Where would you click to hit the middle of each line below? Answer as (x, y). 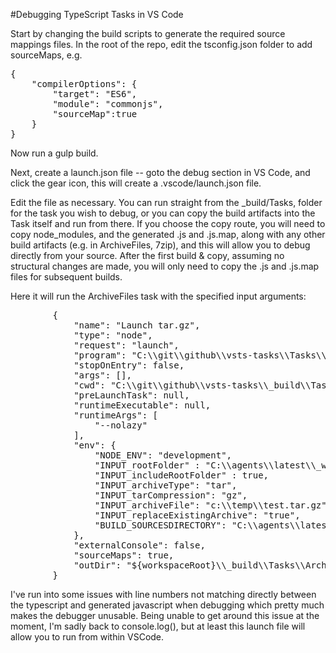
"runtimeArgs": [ (116, 415)
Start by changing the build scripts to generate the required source (148, 33)
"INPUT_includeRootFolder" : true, (182, 475)
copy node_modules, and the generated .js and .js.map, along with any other (168, 234)
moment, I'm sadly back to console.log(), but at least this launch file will (158, 626)
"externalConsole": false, (139, 545)
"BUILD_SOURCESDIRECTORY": (160, 525)
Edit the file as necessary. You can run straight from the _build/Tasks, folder (166, 202)
